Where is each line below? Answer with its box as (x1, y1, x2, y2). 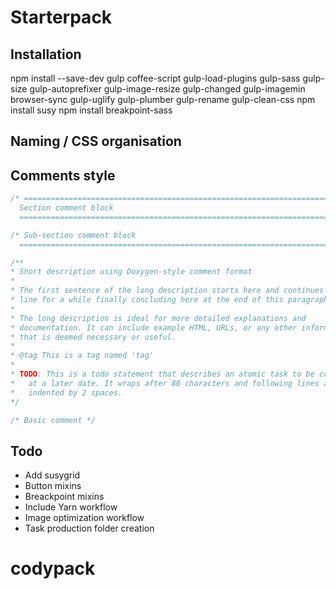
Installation (10, 46, 82, 63)
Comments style (10, 167, 116, 184)
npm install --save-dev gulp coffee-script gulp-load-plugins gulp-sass (10, 72, 301, 84)
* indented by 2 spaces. (10, 387, 123, 398)
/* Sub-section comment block (10, 230, 137, 240)
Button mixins (24, 480, 82, 492)
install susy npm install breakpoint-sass (10, 104, 173, 116)
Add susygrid (24, 469, 81, 481)
